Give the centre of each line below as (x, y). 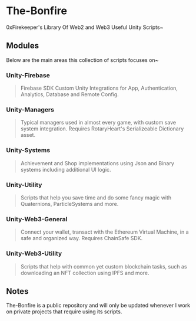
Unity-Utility (24, 185)
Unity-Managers (30, 109)
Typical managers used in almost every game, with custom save (98, 123)
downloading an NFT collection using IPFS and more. (85, 273)
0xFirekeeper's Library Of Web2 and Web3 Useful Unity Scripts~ (85, 27)
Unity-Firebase (28, 75)
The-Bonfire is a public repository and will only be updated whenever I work (98, 306)
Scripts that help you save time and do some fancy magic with (96, 197)
